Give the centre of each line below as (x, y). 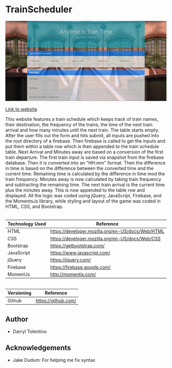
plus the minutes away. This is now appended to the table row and (75, 190)
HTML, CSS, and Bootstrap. (34, 206)
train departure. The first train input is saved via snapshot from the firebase (85, 157)
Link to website (21, 109)
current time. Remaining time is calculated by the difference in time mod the (85, 174)
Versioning (19, 293)
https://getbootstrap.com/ (78, 246)
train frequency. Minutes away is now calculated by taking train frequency (83, 179)
